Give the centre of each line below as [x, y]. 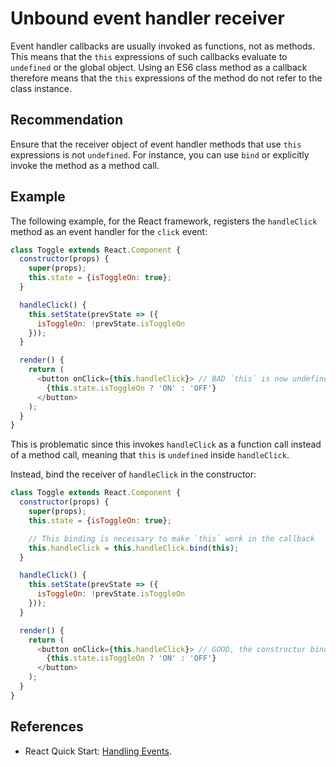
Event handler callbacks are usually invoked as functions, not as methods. [162, 46]
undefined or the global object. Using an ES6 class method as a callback [159, 67]
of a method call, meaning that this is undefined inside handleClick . [150, 455]
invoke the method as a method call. [85, 165]
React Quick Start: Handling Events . [98, 751]
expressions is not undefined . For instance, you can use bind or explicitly [160, 154]
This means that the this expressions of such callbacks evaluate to [149, 56]
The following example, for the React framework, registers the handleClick [164, 221]
